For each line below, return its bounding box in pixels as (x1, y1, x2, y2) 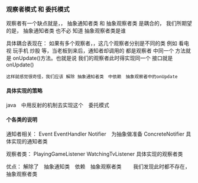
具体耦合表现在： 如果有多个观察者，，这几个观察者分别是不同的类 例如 (6, 40, 177, 47)
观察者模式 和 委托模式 (6, 5, 70, 13)
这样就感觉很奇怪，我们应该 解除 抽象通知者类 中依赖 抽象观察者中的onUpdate (6, 74, 178, 80)
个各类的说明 (6, 116, 37, 123)
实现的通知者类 (11, 137, 48, 145)
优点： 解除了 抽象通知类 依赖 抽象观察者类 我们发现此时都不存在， (6, 163, 190, 170)
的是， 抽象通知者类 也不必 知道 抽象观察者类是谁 (6, 27, 126, 34)
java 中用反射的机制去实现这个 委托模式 (6, 101, 109, 108)
